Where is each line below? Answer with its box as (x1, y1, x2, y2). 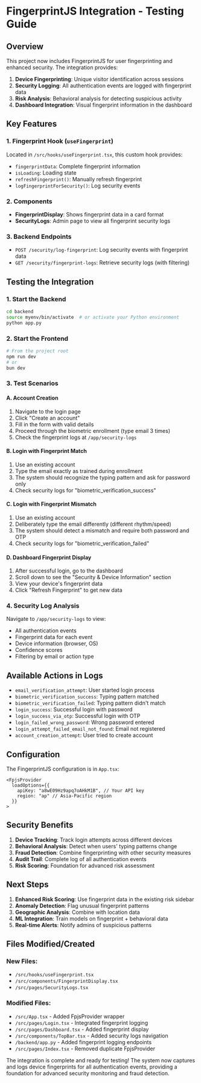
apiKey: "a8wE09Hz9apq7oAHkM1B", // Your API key (17, 788, 145, 794)
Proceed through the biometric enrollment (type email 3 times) (14, 427, 171, 434)
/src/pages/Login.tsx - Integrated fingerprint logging (14, 1019, 148, 1026)
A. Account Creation (6, 394, 59, 401)
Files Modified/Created (6, 939, 95, 950)
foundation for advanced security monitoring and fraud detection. (6, 1069, 170, 1077)
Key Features (6, 119, 57, 129)
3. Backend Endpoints (6, 232, 72, 241)
